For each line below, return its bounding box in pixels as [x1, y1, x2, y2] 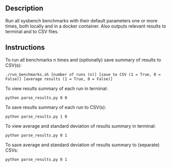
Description [5, 4, 43, 13]
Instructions [5, 43, 45, 52]
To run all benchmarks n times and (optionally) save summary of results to [5, 57, 161, 63]
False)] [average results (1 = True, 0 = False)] [5, 76, 113, 81]
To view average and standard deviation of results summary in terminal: [5, 123, 156, 129]
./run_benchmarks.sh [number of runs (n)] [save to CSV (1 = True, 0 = [5, 72, 161, 77]
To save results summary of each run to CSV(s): [5, 104, 106, 110]
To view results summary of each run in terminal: [5, 85, 108, 91]
